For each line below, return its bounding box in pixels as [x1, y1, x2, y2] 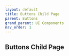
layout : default [5, 7, 38, 12]
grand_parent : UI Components [5, 20, 64, 26]
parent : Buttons [5, 16, 38, 21]
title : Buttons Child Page [5, 12, 60, 16]
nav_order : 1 [5, 25, 32, 30]
